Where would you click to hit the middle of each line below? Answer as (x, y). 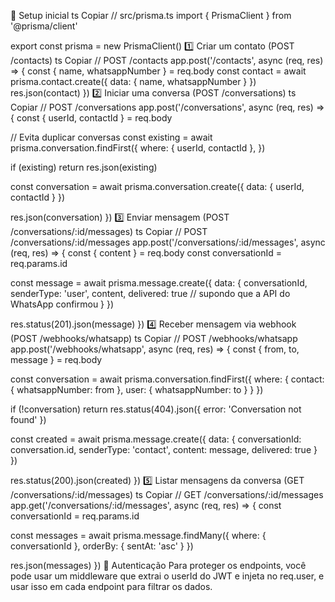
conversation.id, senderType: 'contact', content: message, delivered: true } (164, 449)
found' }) (28, 419)
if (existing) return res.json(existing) (84, 167)
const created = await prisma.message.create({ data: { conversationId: (156, 439)
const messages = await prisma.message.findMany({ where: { (138, 535)
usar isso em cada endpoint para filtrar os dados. (111, 586)
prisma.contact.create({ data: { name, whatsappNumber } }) (133, 81)
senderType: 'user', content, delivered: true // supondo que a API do (150, 293)
